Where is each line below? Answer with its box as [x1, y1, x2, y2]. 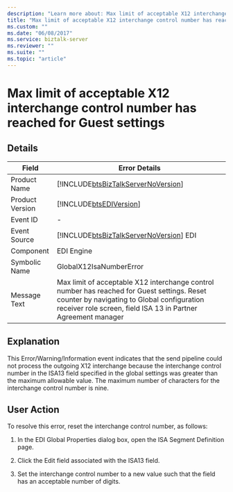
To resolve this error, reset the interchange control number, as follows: [7, 422, 208, 431]
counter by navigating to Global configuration [56, 295, 205, 304]
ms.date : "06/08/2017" [7, 29, 73, 37]
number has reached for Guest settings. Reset [56, 286, 207, 295]
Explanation [7, 336, 60, 347]
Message [10, 290, 41, 300]
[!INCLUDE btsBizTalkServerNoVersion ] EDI [56, 230, 197, 240]
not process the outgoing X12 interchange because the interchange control [7, 361, 222, 370]
